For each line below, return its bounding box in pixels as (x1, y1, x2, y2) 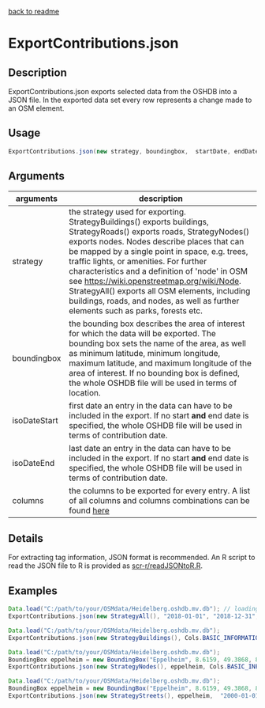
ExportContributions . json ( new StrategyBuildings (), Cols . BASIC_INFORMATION (8, 634, 263, 642)
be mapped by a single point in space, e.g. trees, (69, 245, 248, 256)
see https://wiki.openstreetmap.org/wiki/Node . (69, 275, 242, 286)
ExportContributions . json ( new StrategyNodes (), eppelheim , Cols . (8, 663, 227, 671)
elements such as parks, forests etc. (69, 305, 203, 316)
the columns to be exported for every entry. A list (69, 485, 251, 496)
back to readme (8, 7, 60, 16)
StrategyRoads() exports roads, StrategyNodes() (69, 225, 250, 237)
